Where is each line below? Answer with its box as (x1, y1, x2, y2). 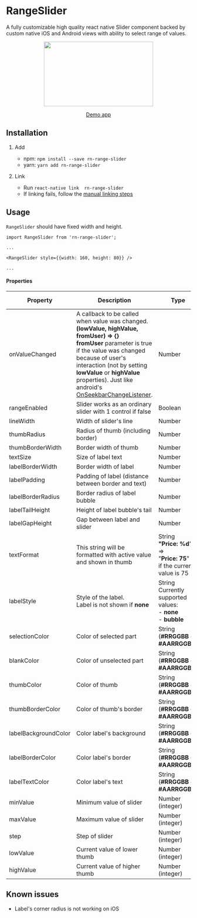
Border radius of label (76, 489, 136, 497)
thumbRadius (9, 430, 46, 438)
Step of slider (76, 832, 113, 840)
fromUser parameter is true (76, 339, 152, 347)
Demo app (86, 110, 111, 118)
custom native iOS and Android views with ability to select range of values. (6, 29, 186, 36)
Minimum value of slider (76, 798, 142, 806)
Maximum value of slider (76, 815, 144, 823)
